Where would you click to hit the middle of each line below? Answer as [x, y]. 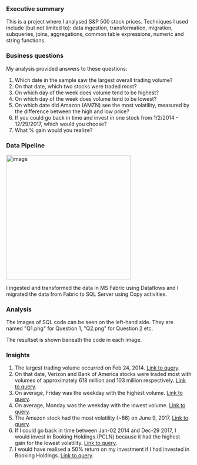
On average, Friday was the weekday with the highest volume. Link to [99, 393]
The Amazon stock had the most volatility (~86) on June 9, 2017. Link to [101, 418]
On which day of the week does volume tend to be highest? [86, 93]
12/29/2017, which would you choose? [61, 124]
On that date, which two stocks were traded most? [76, 86]
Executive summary [35, 9]
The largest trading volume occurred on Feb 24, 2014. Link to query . [97, 368]
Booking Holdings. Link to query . [54, 456]
